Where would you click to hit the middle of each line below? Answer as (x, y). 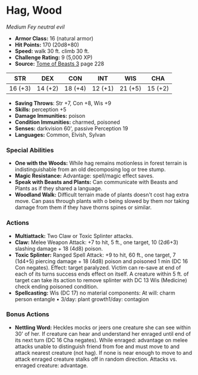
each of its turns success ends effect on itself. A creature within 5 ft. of (102, 274)
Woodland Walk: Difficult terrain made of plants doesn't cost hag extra (102, 195)
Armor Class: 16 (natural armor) (54, 38)
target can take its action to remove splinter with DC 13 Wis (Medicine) (101, 280)
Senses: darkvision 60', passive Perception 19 (71, 128)
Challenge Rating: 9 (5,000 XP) (54, 57)
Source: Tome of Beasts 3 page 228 (59, 64)
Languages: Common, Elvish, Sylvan (60, 135)
